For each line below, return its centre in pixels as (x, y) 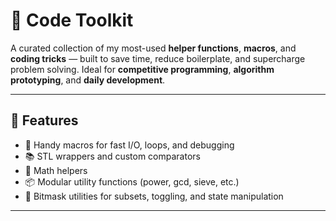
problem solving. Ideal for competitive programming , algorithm (142, 69)
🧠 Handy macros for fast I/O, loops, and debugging (129, 145)
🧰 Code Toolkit (72, 20)
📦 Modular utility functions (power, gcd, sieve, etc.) (132, 181)
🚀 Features (44, 120)
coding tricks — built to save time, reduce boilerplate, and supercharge (158, 58)
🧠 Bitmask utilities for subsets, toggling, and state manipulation (154, 196)
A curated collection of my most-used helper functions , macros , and (153, 48)
